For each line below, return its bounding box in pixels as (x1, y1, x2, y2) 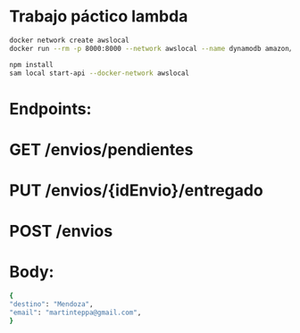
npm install (9, 60, 54, 69)
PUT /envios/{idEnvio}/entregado (9, 180, 263, 200)
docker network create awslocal (9, 36, 129, 45)
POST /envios (9, 221, 113, 242)
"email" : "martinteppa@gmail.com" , (9, 308, 142, 317)
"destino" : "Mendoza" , (9, 300, 94, 309)
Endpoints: (9, 98, 92, 119)
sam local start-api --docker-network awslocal (9, 69, 190, 78)
